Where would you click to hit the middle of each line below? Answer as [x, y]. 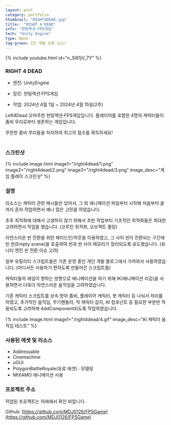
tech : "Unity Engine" [28, 34]
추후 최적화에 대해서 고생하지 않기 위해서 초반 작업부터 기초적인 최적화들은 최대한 [86, 220]
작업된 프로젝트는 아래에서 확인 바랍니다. [45, 402]
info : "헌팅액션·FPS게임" [30, 29]
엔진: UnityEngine [31, 83]
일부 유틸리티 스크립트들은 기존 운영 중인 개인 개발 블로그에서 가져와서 [75, 261]
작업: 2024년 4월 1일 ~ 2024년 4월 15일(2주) [58, 105]
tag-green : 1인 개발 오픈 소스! [36, 43]
